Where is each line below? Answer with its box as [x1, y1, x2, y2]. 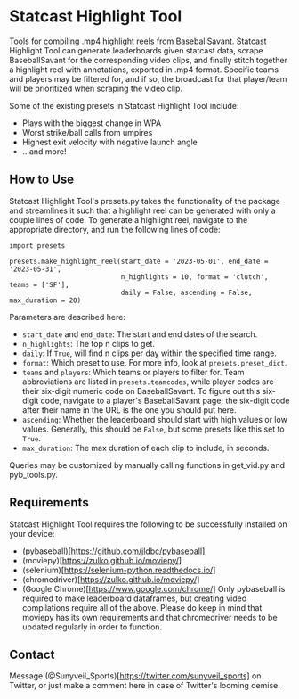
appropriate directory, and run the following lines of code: [9, 224, 221, 234]
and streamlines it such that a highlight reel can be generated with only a [9, 205, 276, 216]
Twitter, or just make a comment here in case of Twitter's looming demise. [9, 680, 280, 691]
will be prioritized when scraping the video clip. [9, 83, 183, 94]
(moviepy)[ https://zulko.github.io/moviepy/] [21, 555, 182, 565]
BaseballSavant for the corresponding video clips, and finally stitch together [9, 54, 287, 65]
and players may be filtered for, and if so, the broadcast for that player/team [9, 73, 287, 84]
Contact [9, 646, 55, 662]
